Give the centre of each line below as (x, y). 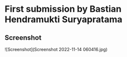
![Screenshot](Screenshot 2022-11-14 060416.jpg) (56, 49)
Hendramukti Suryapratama (63, 19)
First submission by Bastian (63, 9)
